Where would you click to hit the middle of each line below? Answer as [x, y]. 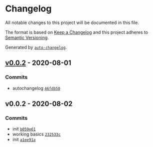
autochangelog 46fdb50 [36, 88]
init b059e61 [24, 129]
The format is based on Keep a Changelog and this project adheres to [77, 32]
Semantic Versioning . [27, 37]
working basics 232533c [36, 134]
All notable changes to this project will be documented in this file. [72, 22]
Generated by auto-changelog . [36, 47]
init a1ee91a [24, 139]
